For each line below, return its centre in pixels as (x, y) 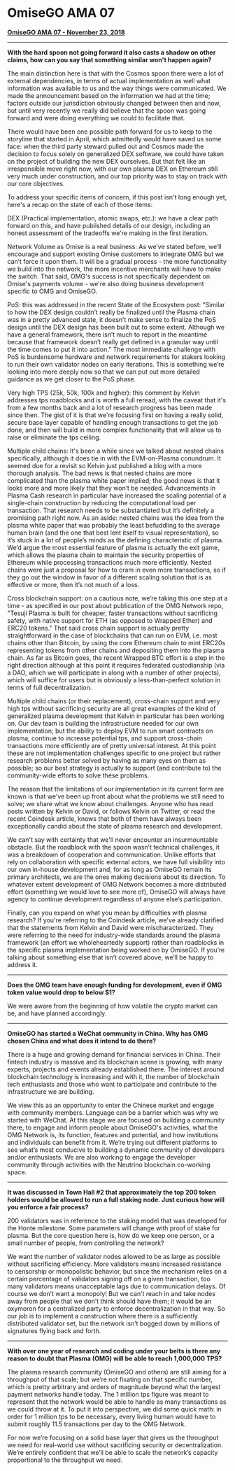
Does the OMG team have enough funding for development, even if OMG (115, 985)
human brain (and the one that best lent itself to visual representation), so (113, 533)
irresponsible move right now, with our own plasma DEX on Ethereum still (113, 169)
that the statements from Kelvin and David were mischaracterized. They (111, 927)
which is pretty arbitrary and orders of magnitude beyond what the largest (114, 1386)
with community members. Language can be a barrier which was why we (113, 1112)
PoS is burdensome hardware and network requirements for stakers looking (116, 357)
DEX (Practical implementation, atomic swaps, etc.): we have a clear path (113, 218)
